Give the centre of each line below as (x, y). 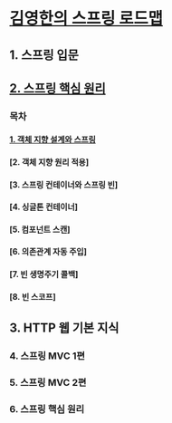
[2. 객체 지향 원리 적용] (49, 162)
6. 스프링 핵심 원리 (47, 409)
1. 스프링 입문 (44, 55)
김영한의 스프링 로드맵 (86, 19)
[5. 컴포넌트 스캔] (40, 229)
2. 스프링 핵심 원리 (57, 88)
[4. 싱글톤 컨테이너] (44, 207)
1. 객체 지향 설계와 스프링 (53, 139)
